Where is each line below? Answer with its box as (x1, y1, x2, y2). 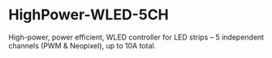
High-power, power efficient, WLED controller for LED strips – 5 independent (8, 32, 265, 42)
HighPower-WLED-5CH (8, 6, 169, 24)
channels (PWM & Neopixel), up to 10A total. (8, 40, 157, 50)
